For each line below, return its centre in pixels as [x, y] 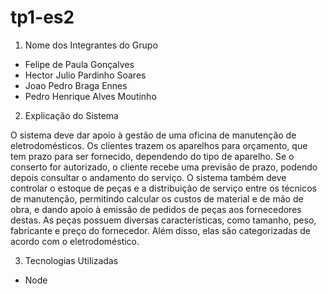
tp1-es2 [42, 17]
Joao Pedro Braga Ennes [76, 85]
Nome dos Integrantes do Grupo [91, 45]
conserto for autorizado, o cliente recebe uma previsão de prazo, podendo [164, 167]
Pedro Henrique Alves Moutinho [90, 96]
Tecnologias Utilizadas [71, 260]
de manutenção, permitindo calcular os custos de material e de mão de [157, 198]
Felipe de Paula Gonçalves [79, 64]
